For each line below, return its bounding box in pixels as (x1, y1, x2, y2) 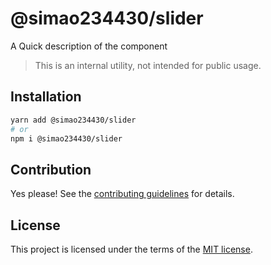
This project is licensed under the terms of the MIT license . (10, 243, 253, 255)
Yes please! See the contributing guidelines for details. (10, 188, 235, 200)
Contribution (10, 161, 92, 178)
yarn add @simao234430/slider (10, 115, 137, 125)
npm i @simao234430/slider (10, 133, 123, 144)
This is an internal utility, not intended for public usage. (34, 59, 262, 71)
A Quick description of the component (10, 40, 168, 52)
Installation (10, 88, 82, 106)
